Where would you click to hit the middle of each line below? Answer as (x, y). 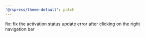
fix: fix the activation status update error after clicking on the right (73, 24)
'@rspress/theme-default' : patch (40, 10)
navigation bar (20, 29)
